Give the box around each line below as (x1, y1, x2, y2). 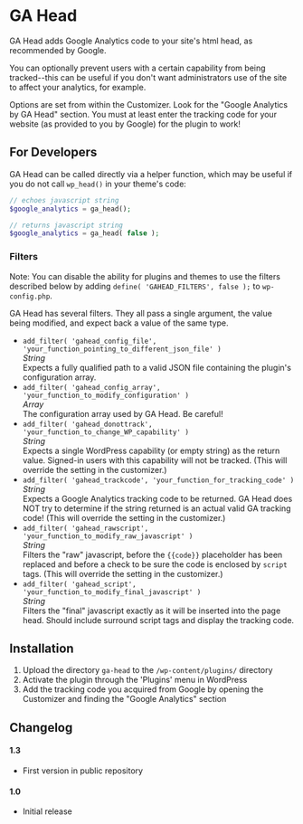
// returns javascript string (9, 221, 124, 230)
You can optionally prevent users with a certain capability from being (9, 62, 266, 73)
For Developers (9, 145, 98, 160)
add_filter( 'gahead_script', (22, 580, 137, 589)
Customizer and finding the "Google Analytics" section (22, 694, 227, 705)
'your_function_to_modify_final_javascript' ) (22, 587, 202, 597)
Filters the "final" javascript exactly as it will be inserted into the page (22, 605, 281, 616)
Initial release (22, 806, 72, 817)
